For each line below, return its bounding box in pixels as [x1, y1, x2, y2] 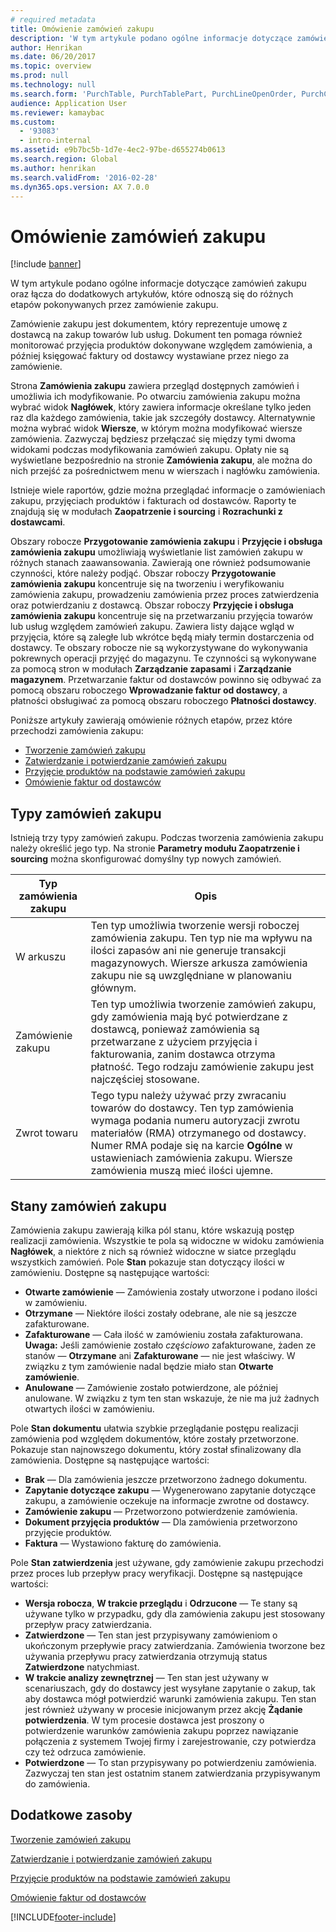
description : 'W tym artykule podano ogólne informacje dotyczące [10, 33, 293, 43]
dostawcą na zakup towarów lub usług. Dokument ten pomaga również [10, 329, 303, 341]
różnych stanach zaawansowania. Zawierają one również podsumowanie [10, 557, 311, 569]
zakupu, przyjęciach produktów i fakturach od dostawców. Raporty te [10, 495, 297, 507]
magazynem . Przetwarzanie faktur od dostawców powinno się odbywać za [10, 674, 322, 686]
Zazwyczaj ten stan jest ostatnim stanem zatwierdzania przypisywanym [24, 1767, 321, 1779]
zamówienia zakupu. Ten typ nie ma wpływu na [90, 931, 313, 945]
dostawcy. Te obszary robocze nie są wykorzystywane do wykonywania [10, 642, 308, 654]
